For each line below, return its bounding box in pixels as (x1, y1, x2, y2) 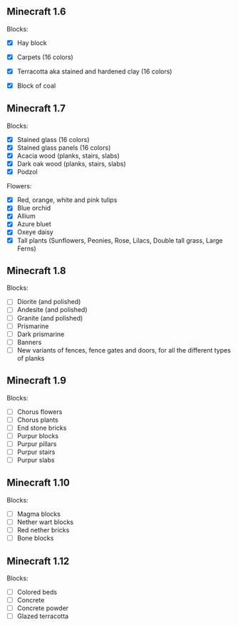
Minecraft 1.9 (6, 375, 67, 387)
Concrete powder (16, 604, 69, 612)
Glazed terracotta (16, 612, 69, 620)
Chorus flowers (16, 407, 63, 416)
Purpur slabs (16, 456, 55, 464)
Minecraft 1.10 (6, 477, 71, 489)
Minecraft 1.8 (6, 264, 66, 277)
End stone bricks (16, 423, 67, 432)
